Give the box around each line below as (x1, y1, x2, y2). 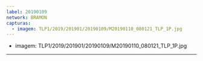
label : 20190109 (6, 8, 47, 15)
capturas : (6, 20, 31, 26)
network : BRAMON (6, 14, 47, 21)
